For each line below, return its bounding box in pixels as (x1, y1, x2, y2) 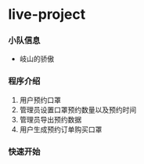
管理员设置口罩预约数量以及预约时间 (19, 104, 137, 115)
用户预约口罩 (19, 95, 61, 104)
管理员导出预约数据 (19, 115, 82, 124)
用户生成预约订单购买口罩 (19, 124, 103, 134)
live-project (8, 5, 86, 24)
